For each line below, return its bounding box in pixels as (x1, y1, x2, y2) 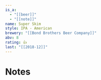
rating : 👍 (5, 40, 27, 45)
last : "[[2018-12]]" (5, 44, 48, 49)
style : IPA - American (5, 26, 52, 31)
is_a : (5, 7, 16, 12)
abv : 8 (5, 35, 19, 40)
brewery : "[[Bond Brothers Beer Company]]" (5, 30, 97, 35)
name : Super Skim (5, 21, 41, 26)
